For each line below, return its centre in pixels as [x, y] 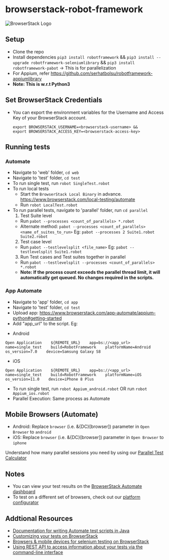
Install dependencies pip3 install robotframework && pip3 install [83, 57]
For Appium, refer [31, 73]
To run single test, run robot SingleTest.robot [61, 183]
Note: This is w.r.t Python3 [41, 84]
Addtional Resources [39, 519]
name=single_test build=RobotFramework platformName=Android [78, 347]
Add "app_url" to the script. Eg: [45, 323]
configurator [26, 503]
